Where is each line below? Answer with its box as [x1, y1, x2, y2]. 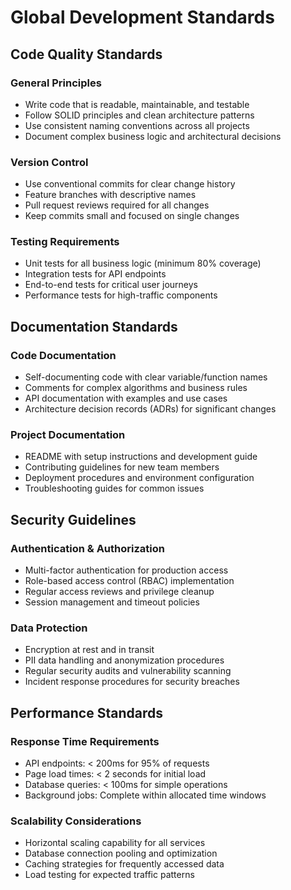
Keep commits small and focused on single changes [24, 210, 240, 222]
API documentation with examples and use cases [24, 392, 228, 405]
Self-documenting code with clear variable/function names [24, 371, 268, 383]
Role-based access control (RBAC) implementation [24, 575, 235, 587]
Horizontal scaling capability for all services [24, 837, 206, 849]
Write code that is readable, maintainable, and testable [24, 98, 250, 110]
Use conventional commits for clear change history [24, 178, 236, 190]
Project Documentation [10, 428, 126, 442]
